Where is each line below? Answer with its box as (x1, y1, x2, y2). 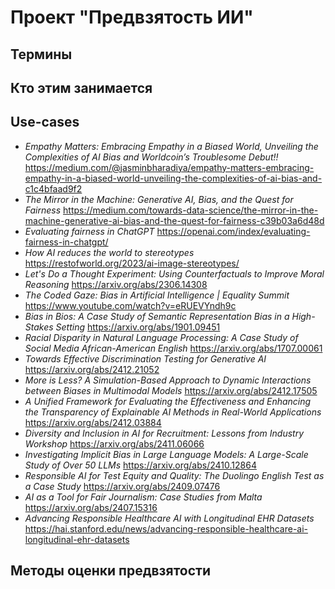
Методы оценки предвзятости (10, 562, 212, 580)
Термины (10, 46, 73, 63)
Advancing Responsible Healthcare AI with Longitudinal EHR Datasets (24, 512, 315, 524)
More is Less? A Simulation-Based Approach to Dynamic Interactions (24, 374, 312, 386)
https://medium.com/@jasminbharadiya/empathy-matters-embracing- (24, 161, 315, 173)
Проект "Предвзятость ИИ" (10, 6, 254, 29)
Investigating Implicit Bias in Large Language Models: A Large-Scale (24, 448, 309, 460)
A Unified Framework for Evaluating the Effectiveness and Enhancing (24, 395, 312, 407)
